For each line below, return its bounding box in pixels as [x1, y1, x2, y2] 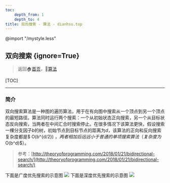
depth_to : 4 [14, 17, 39, 22]
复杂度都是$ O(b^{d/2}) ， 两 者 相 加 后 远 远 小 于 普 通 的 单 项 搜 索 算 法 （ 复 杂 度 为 [5, 134, 161, 140]
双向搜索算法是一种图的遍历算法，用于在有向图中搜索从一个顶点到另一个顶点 [5, 108, 165, 115]
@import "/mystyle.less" [5, 35, 57, 42]
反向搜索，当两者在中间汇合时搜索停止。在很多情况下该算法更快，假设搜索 [9, 121, 165, 127]
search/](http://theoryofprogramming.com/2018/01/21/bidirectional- [17, 157, 159, 163]
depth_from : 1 [14, 12, 44, 17]
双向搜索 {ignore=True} [5, 51, 80, 60]
